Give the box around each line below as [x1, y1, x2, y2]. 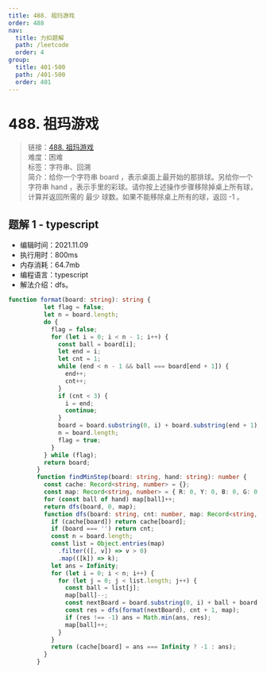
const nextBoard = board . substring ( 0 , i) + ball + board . [64, 599, 261, 607]
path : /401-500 [15, 71, 66, 79]
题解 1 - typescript [8, 218, 99, 231]
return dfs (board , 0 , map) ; [43, 502, 137, 511]
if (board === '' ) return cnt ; [50, 525, 155, 533]
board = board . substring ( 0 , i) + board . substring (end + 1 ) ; [58, 422, 261, 430]
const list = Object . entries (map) [50, 540, 165, 548]
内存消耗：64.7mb [19, 260, 80, 270]
